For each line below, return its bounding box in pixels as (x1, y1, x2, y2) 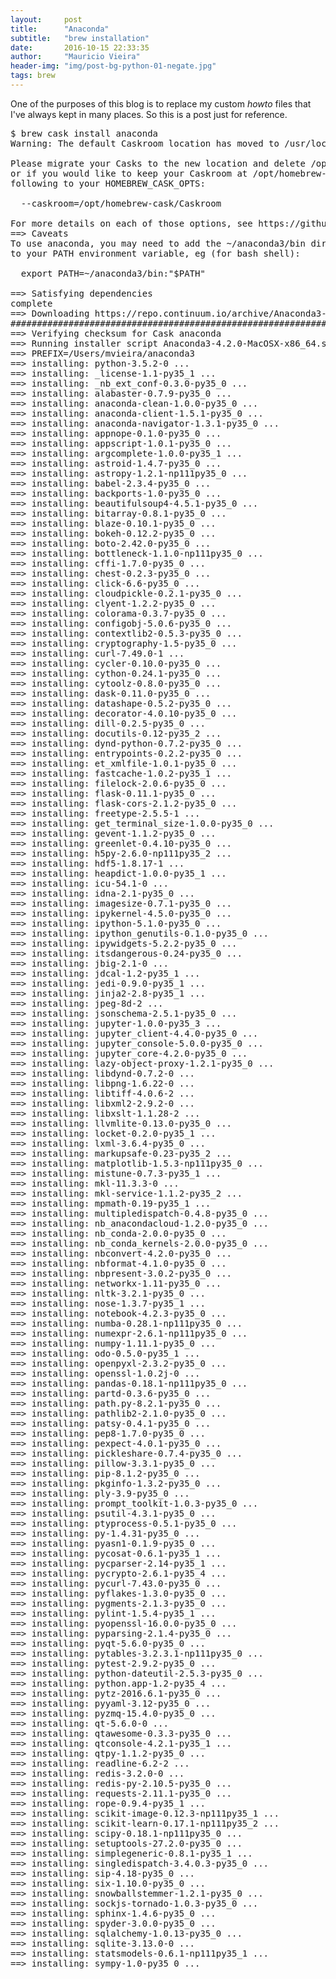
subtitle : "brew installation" (10, 33, 150, 43)
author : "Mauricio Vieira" (10, 52, 141, 62)
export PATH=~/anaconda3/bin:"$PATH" (20, 267, 206, 279)
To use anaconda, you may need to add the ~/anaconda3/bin (10, 237, 307, 249)
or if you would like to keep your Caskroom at (10, 167, 248, 179)
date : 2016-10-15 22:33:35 (10, 42, 150, 53)
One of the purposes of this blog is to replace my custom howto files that (10, 97, 312, 110)
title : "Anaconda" (10, 24, 110, 34)
